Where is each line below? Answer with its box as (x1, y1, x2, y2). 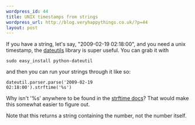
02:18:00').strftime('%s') (6, 85, 72, 91)
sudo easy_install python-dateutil (6, 58, 93, 64)
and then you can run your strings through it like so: (6, 68, 131, 76)
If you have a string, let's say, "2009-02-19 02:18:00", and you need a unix (6, 41, 186, 48)
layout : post (6, 24, 38, 31)
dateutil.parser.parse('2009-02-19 (6, 80, 93, 85)
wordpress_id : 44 (6, 8, 49, 15)
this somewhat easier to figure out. (6, 101, 90, 108)
